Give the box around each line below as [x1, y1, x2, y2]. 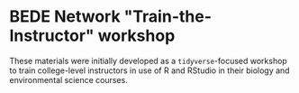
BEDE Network [9, 6, 121, 27]
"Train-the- [123, 6, 213, 27]
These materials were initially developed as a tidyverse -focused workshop [9, 55, 288, 66]
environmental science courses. [9, 74, 128, 85]
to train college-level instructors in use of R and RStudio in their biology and [9, 65, 290, 76]
